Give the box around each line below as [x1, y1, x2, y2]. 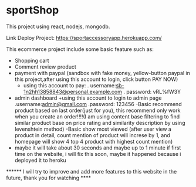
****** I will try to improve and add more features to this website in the [6, 168, 177, 175]
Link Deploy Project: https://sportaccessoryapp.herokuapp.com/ [6, 34, 162, 41]
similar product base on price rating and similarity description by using [14, 119, 185, 126]
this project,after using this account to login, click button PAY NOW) [14, 76, 178, 83]
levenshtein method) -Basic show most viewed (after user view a [14, 125, 172, 132]
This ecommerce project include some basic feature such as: [6, 45, 154, 53]
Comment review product [14, 63, 76, 70]
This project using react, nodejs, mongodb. [6, 23, 110, 30]
